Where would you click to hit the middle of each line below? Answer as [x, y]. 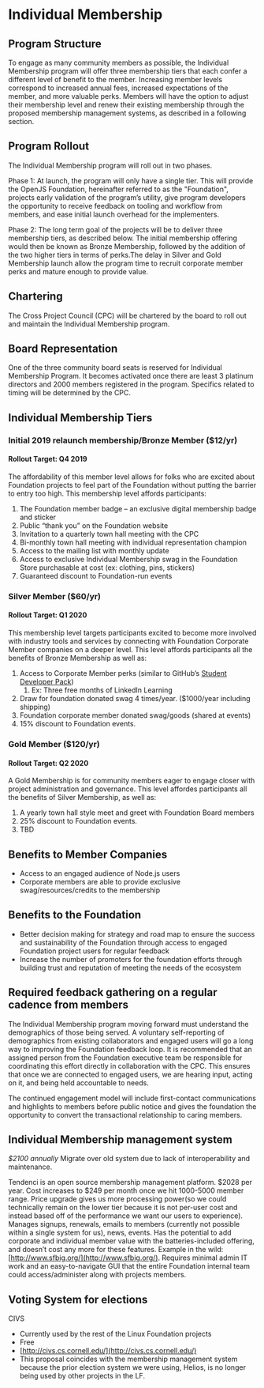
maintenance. [30, 1167]
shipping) [35, 707]
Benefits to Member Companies [88, 854]
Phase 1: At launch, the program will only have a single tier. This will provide [131, 180]
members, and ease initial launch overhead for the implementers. [113, 214]
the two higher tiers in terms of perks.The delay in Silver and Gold [115, 255]
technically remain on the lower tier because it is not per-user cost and [123, 1208]
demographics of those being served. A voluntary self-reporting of [116, 1032]
